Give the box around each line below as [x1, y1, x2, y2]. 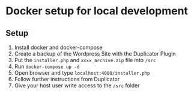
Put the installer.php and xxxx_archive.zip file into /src [14, 57, 156, 63]
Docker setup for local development [5, 4, 189, 18]
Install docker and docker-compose [14, 44, 103, 51]
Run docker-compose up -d [14, 63, 80, 70]
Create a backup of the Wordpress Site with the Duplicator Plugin [14, 50, 176, 57]
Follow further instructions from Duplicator [14, 76, 120, 82]
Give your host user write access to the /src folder [14, 82, 140, 89]
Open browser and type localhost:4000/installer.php [14, 69, 150, 76]
